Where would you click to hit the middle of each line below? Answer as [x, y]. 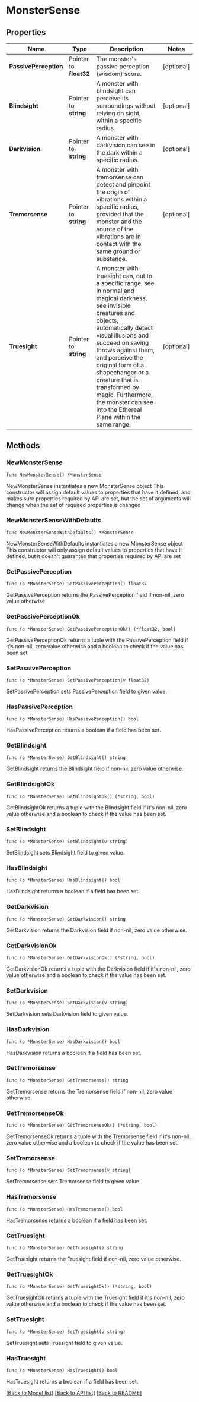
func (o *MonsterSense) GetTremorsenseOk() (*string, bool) [82, 1126]
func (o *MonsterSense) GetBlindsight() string [66, 758]
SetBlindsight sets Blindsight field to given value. [65, 853]
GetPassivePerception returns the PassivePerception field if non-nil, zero [95, 595]
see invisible [114, 305]
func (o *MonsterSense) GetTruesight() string [65, 1248]
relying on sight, [118, 113]
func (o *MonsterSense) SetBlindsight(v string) [67, 842]
